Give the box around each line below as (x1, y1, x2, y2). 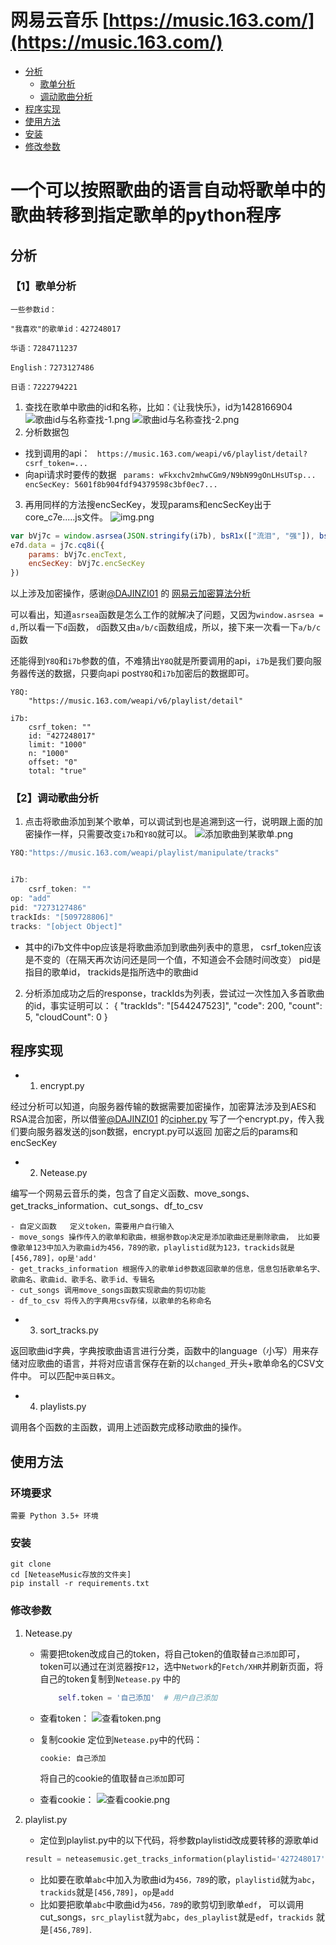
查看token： (39, 1712, 90, 1724)
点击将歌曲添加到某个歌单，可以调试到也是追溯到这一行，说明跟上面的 (24, 816, 315, 828)
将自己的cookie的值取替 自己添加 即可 (39, 1772, 186, 1785)
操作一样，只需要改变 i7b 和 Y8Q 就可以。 (33, 828, 193, 840)
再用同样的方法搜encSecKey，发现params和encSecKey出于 (24, 498, 272, 510)
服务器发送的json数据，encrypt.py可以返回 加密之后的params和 (36, 1126, 298, 1138)
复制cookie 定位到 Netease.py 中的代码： (39, 1733, 203, 1745)
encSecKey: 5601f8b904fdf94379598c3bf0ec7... (24, 479, 218, 490)
